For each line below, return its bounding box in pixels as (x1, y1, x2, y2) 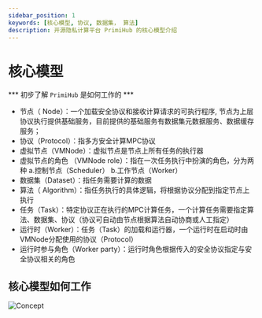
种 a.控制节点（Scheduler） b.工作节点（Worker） (19, 166, 183, 176)
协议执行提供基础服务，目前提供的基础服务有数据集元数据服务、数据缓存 (19, 116, 254, 126)
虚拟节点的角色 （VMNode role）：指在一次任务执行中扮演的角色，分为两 (19, 156, 254, 165)
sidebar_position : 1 (8, 11, 76, 20)
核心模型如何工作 (8, 279, 91, 293)
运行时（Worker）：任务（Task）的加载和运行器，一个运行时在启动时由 (19, 225, 249, 235)
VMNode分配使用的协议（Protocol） (19, 235, 138, 244)
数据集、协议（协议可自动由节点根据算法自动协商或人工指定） (33, 215, 234, 224)
